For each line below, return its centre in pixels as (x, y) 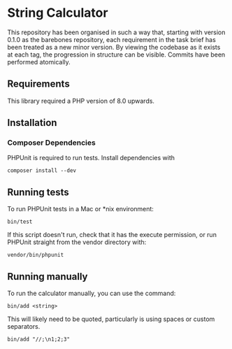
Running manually (48, 277)
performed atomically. (39, 62)
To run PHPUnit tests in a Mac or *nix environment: (80, 209)
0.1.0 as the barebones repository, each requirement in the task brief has (112, 39)
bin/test (20, 222)
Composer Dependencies (51, 143)
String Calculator (58, 13)
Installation (32, 123)
